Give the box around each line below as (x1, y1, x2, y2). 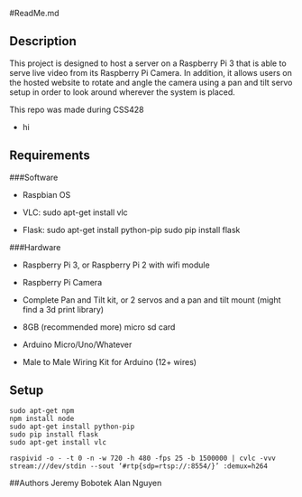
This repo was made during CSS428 (9, 104, 144, 115)
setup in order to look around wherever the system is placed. (9, 86, 236, 98)
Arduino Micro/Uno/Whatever (22, 339, 133, 350)
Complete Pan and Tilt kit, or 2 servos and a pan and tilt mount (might (22, 294, 281, 305)
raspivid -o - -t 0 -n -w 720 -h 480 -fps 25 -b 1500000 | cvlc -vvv (9, 454, 277, 464)
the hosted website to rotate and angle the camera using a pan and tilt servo (9, 77, 293, 88)
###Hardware (9, 241, 61, 252)
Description (9, 33, 77, 49)
